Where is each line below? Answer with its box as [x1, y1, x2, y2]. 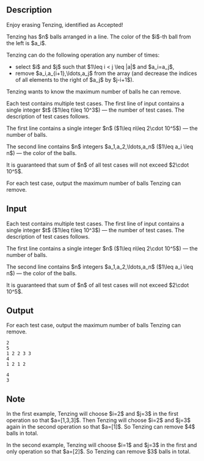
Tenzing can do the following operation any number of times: [6, 51, 160, 59]
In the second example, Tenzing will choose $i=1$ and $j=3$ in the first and [6, 441, 197, 449]
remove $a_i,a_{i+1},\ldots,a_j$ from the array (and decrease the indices [15, 70, 197, 77]
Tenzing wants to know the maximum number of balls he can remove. [6, 88, 181, 95]
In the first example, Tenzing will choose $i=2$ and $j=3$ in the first [6, 410, 179, 418]
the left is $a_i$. [6, 39, 47, 46]
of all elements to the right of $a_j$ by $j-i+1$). [15, 76, 134, 83]
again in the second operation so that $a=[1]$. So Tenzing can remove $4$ [6, 423, 195, 430]
